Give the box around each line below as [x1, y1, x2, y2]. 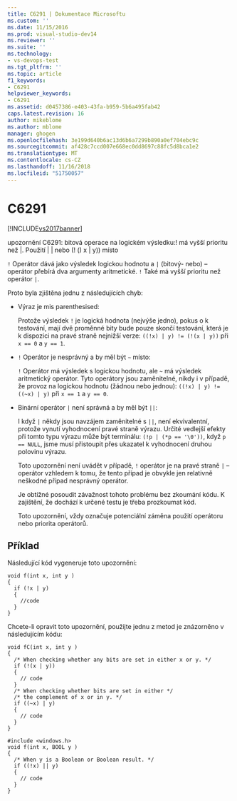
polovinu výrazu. [17, 447, 67, 455]
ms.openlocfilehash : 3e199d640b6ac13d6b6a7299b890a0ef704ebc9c [7, 136, 199, 143]
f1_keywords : [7, 76, 46, 84]
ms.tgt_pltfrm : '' [7, 64, 62, 71]
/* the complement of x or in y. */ [14, 694, 122, 701]
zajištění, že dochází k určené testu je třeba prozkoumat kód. [17, 498, 197, 506]
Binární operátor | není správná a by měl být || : [17, 403, 158, 411]
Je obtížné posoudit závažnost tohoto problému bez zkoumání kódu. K [17, 490, 226, 498]
